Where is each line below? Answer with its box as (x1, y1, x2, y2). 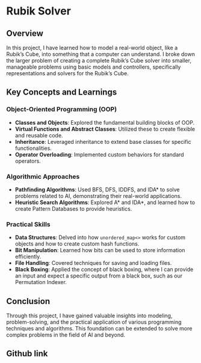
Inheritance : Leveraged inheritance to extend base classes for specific (14, 138, 191, 145)
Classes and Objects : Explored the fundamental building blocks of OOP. (14, 119, 195, 126)
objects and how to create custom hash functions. (14, 240, 140, 247)
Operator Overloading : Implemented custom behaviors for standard (14, 150, 185, 158)
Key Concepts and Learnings (6, 87, 117, 98)
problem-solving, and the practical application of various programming (6, 318, 182, 326)
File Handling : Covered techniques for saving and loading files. (14, 259, 172, 267)
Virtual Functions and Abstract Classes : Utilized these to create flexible (14, 125, 196, 132)
